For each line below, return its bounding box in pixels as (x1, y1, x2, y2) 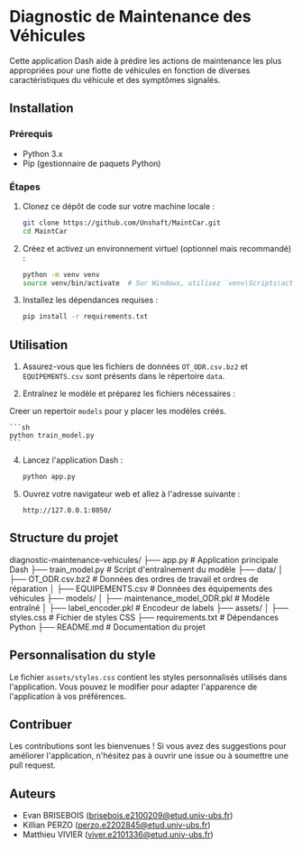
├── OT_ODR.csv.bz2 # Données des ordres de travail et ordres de (9, 573, 259, 584)
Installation (9, 101, 74, 116)
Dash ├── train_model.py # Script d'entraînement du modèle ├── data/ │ (9, 564, 284, 575)
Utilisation (9, 337, 69, 353)
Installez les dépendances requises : (22, 295, 159, 306)
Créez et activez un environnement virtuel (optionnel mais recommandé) (22, 243, 292, 254)
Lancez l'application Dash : (22, 455, 124, 466)
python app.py (22, 472, 76, 482)
